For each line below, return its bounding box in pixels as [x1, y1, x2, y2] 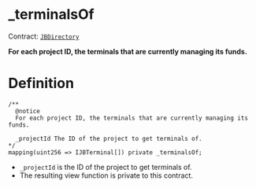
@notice [15, 107, 41, 115]
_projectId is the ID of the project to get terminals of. [19, 162, 192, 171]
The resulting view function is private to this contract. [19, 171, 193, 180]
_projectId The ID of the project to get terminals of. [15, 135, 202, 142]
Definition [8, 75, 75, 92]
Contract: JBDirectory [8, 31, 80, 41]
